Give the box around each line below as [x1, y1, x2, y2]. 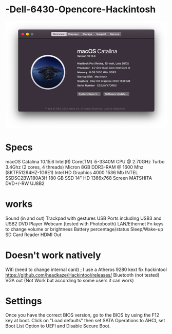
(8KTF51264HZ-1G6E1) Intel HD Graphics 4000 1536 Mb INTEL [5, 169, 138, 175]
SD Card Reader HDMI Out [5, 232, 62, 238]
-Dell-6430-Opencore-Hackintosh [5, 4, 156, 15]
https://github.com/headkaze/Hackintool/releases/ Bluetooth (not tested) [5, 272, 160, 278]
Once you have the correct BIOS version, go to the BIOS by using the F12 [5, 312, 160, 318]
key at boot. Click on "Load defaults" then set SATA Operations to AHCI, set [5, 318, 165, 324]
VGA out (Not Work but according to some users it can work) [5, 277, 135, 283]
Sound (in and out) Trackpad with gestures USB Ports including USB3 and [5, 215, 162, 221]
